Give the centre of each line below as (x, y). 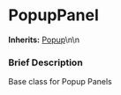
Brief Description (45, 62)
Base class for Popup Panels (60, 82)
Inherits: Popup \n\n (44, 40)
